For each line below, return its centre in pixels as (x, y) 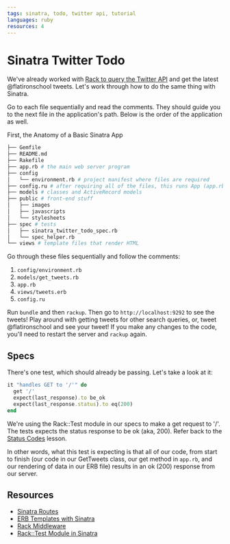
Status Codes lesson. (37, 438)
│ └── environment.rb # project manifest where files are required (108, 179)
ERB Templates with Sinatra (56, 519)
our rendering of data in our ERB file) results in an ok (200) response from (111, 466)
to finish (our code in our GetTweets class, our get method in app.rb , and (110, 459)
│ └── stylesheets (37, 218)
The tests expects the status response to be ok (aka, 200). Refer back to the (115, 431)
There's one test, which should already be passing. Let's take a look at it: (110, 372)
